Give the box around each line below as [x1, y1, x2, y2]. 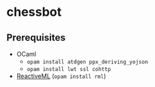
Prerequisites [6, 32, 66, 43]
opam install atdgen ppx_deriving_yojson [26, 59, 148, 66]
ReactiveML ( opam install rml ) [16, 72, 107, 80]
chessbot [6, 4, 62, 20]
